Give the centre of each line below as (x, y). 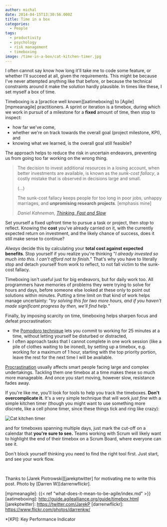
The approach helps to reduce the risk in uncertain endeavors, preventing (81, 153)
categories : (17, 24)
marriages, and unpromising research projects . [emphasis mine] (84, 203)
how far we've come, (34, 127)
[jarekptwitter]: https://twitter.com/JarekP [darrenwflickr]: (64, 504)
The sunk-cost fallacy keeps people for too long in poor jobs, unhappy (89, 198)
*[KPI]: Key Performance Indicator (40, 519)
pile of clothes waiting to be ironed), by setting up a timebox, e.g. (79, 347)
